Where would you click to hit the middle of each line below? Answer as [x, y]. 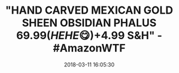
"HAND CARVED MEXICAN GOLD [89, 10]
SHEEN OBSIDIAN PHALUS [89, 23]
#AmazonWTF [89, 48]
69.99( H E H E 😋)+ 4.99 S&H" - [89, 36]
